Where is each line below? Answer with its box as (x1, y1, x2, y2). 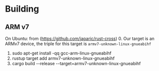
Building (5, 3, 39, 15)
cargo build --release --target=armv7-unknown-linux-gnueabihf (12, 61, 141, 66)
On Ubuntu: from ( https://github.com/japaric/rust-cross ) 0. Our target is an (5, 35, 155, 41)
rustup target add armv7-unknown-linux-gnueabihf (12, 55, 115, 61)
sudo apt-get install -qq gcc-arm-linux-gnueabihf (12, 50, 112, 56)
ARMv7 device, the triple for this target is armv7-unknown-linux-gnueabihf (5, 41, 152, 47)
